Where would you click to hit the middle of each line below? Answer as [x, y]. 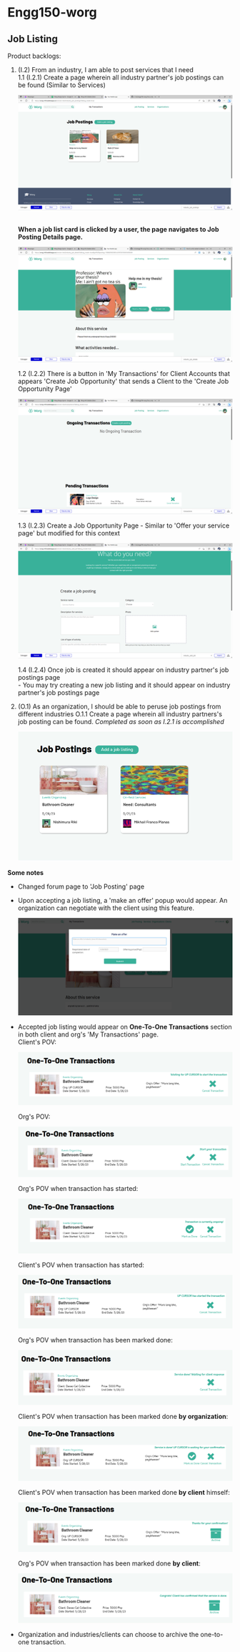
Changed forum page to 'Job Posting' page [81, 886]
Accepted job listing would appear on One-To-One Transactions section [125, 1027]
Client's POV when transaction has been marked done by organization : [123, 1417]
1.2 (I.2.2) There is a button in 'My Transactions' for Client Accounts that [124, 373]
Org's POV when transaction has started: [78, 1189]
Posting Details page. [50, 237]
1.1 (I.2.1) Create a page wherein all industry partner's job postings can [120, 77]
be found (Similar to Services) [61, 85]
